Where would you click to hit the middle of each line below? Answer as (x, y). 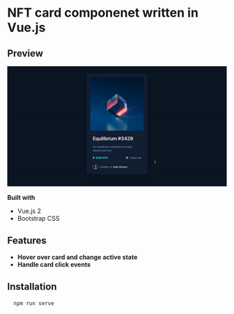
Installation (32, 286)
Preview (25, 53)
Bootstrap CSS (38, 219)
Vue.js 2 (29, 211)
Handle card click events (54, 265)
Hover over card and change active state (77, 257)
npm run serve (34, 303)
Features (27, 241)
